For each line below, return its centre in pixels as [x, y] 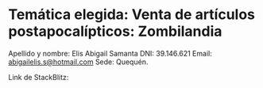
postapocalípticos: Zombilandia [115, 31]
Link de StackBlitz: [39, 77]
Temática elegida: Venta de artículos [132, 15]
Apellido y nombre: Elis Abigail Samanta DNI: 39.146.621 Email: [110, 53]
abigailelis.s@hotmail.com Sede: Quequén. [78, 62]
